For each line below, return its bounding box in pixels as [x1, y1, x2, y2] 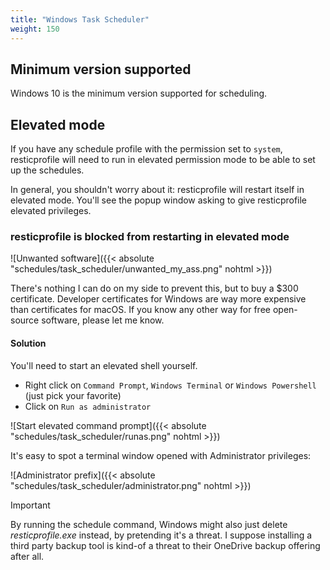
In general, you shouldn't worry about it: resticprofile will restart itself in [10, 184, 305, 196]
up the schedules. [10, 164, 85, 176]
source [10, 314, 40, 326]
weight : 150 [10, 24, 60, 34]
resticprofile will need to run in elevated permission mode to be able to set [10, 154, 316, 166]
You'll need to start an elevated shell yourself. [10, 359, 198, 371]
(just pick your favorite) [24, 389, 122, 401]
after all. [10, 550, 45, 562]
